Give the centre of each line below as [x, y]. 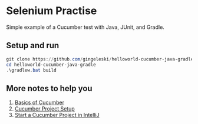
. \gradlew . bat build [32, 70]
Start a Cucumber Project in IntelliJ [57, 115]
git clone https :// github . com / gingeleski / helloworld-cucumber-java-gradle [100, 59]
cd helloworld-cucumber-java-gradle [51, 65]
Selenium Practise [52, 11]
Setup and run [33, 46]
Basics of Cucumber [39, 103]
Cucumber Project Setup [44, 109]
